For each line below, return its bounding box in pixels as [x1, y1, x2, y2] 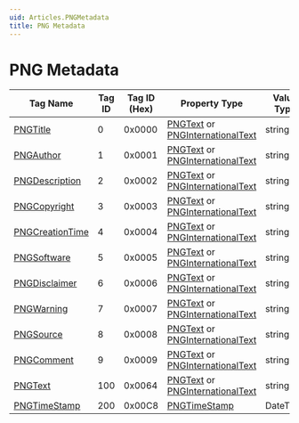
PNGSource [13, 329, 63, 341]
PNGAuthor [13, 149, 61, 161]
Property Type [181, 97, 243, 110]
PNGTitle [13, 124, 52, 136]
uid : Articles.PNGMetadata [9, 12, 109, 22]
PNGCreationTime [13, 226, 89, 239]
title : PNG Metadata [9, 21, 86, 30]
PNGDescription [13, 175, 82, 187]
